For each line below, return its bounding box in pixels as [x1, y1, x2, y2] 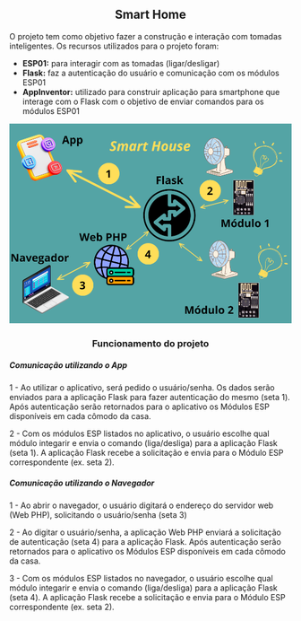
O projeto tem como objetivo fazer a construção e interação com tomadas [9, 31, 282, 41]
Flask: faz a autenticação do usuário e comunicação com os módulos [21, 67, 279, 78]
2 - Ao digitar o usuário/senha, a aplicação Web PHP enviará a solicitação [9, 527, 282, 538]
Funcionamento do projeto [91, 337, 210, 350]
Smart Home [115, 7, 186, 22]
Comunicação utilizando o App [9, 359, 128, 371]
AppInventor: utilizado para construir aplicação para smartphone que [21, 86, 280, 97]
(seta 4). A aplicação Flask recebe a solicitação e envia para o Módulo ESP [9, 591, 286, 602]
